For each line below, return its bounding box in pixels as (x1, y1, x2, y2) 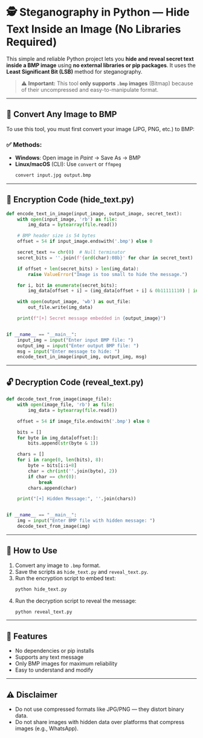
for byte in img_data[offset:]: (17, 435, 98, 441)
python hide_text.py (14, 586, 67, 592)
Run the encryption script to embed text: (14, 574, 116, 582)
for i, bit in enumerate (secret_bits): (17, 282, 118, 288)
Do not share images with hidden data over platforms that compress (14, 719, 185, 726)
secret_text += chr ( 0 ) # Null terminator (17, 249, 126, 255)
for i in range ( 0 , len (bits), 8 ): (17, 457, 104, 463)
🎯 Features (6, 631, 48, 641)
